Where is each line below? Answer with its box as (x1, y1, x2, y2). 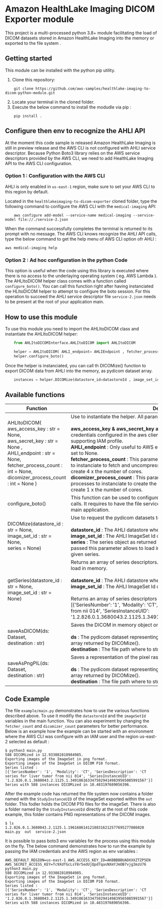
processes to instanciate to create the (70, 480, 157, 487)
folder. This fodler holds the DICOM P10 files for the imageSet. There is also (5, 801, 156, 807)
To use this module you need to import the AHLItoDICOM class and (5, 325, 139, 332)
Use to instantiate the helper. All (70, 413, 144, 420)
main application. (70, 507, 110, 513)
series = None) (7, 545, 42, 551)
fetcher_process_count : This (70, 456, 140, 463)
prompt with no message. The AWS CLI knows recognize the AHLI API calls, (5, 230, 157, 237)
